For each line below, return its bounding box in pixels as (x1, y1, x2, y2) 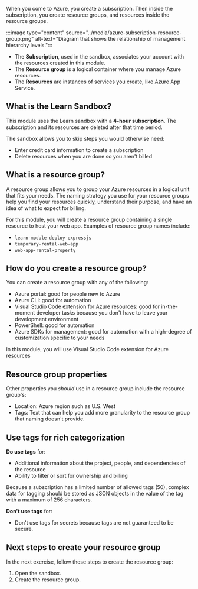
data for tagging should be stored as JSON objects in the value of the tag (6, 490, 184, 497)
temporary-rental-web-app (14, 241, 78, 247)
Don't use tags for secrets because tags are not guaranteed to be (14, 519, 174, 526)
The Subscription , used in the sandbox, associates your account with (14, 53, 184, 60)
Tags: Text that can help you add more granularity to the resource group (14, 409, 190, 416)
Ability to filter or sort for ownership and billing (14, 473, 128, 480)
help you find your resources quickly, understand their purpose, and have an (6, 198, 192, 205)
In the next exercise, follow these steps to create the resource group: (6, 558, 174, 565)
